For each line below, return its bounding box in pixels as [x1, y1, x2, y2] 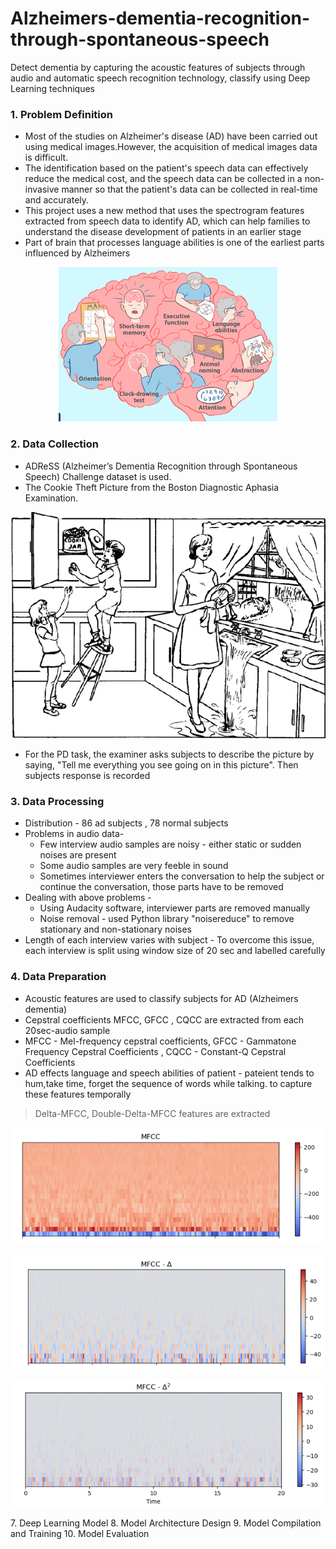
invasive [24, 183, 60, 196]
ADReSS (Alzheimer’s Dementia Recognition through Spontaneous [24, 460, 298, 472]
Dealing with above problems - [24, 892, 152, 904]
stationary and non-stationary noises [39, 923, 192, 936]
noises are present [39, 849, 117, 861]
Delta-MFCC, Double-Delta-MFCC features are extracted [34, 1107, 271, 1119]
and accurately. [24, 194, 90, 206]
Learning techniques [10, 82, 95, 94]
